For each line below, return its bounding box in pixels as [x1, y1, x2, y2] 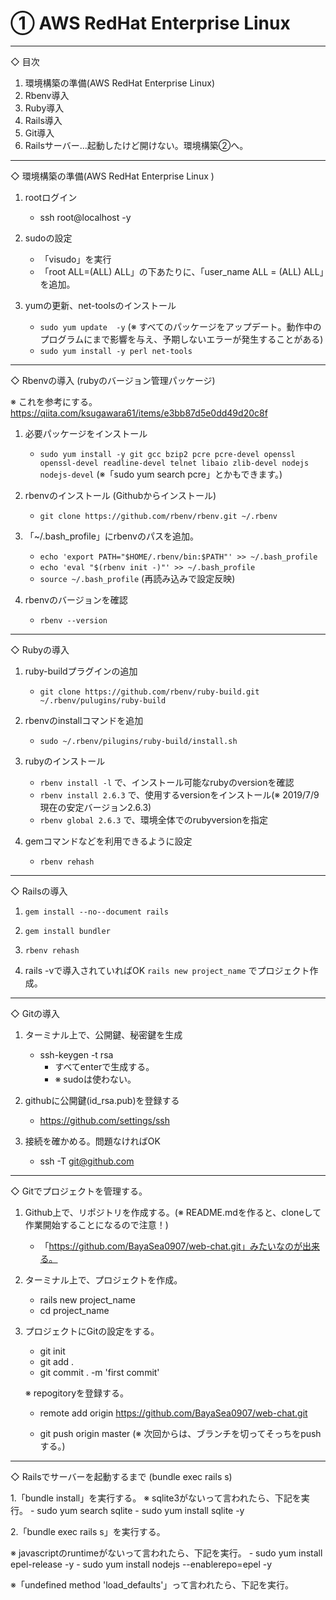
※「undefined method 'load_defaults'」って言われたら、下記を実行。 [10, 1578, 294, 1591]
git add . [39, 1355, 75, 1367]
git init [39, 1345, 66, 1357]
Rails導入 [24, 114, 63, 126]
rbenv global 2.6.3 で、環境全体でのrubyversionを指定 [39, 813, 269, 826]
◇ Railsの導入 [10, 885, 68, 897]
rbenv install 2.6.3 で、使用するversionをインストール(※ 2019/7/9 [39, 788, 320, 801]
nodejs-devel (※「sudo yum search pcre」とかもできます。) [39, 468, 283, 480]
